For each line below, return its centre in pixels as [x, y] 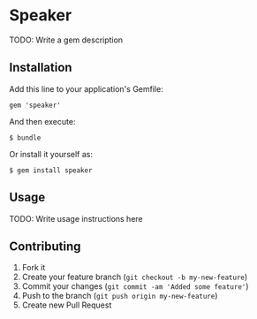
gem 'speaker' [35, 105]
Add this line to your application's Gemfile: [86, 88]
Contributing [45, 246]
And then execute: [42, 121]
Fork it [34, 268]
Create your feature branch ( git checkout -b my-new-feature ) [135, 277]
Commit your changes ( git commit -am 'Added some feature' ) [135, 286]
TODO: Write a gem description [66, 40]
